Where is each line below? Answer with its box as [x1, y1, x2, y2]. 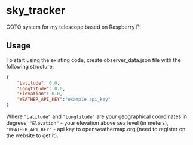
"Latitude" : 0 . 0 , [17, 80, 60, 86]
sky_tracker [6, 4, 66, 17]
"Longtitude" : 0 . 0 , [17, 85, 66, 91]
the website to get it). [6, 132, 59, 139]
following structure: [6, 63, 54, 70]
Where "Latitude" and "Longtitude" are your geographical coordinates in [6, 113, 187, 120]
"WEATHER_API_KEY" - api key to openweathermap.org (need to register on [6, 126, 186, 132]
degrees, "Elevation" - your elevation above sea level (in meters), [6, 119, 169, 126]
